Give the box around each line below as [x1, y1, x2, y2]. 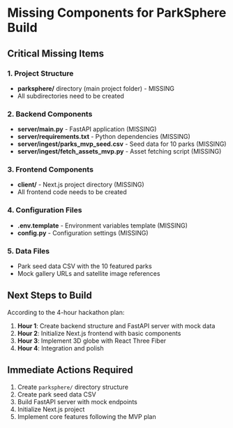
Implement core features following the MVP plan [17, 412, 156, 420]
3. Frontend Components [7, 165, 94, 175]
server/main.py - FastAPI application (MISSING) [17, 125, 157, 133]
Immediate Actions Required [7, 364, 134, 376]
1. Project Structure [7, 68, 74, 78]
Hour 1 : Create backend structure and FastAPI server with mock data [17, 321, 216, 330]
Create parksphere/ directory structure [17, 383, 129, 391]
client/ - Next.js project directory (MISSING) [17, 180, 144, 189]
